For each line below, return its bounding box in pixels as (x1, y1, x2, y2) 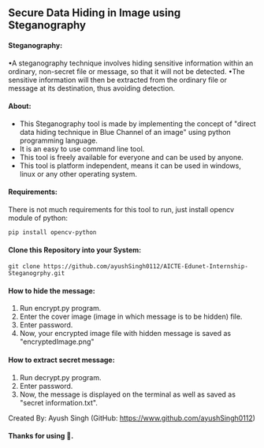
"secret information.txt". (19, 398, 99, 407)
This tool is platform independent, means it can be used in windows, (19, 161, 242, 170)
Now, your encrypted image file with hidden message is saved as (19, 329, 231, 338)
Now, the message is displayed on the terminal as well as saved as (19, 390, 236, 399)
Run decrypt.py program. (19, 372, 102, 382)
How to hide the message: (8, 286, 96, 295)
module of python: (8, 213, 69, 222)
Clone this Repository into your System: (8, 245, 142, 255)
